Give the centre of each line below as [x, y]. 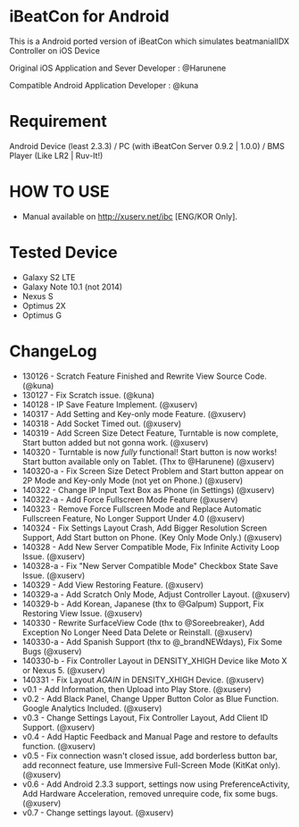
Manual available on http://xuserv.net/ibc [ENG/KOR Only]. [130, 216]
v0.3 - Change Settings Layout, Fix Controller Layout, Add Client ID [145, 717]
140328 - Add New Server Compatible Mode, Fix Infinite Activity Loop [150, 547]
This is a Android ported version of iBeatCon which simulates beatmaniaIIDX [149, 41]
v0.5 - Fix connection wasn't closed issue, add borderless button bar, [150, 756]
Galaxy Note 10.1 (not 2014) [72, 287]
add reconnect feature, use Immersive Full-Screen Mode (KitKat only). [151, 764]
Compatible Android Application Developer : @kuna [104, 85]
